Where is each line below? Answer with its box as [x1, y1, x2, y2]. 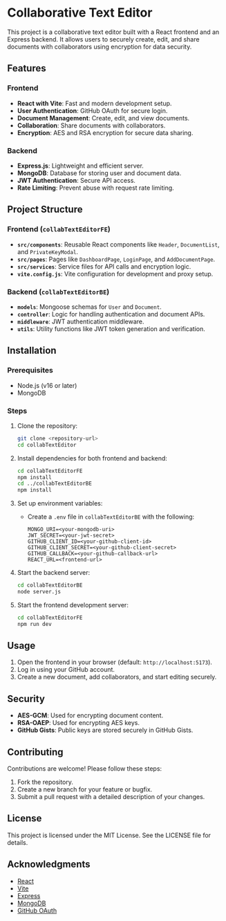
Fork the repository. [17, 778, 74, 787]
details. [7, 838, 28, 846]
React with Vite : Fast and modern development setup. [17, 99, 172, 107]
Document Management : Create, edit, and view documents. [17, 114, 190, 122]
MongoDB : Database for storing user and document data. [17, 168, 182, 177]
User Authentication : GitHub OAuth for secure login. [17, 106, 168, 115]
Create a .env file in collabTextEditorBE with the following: [27, 512, 195, 521]
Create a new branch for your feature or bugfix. [17, 785, 153, 794]
